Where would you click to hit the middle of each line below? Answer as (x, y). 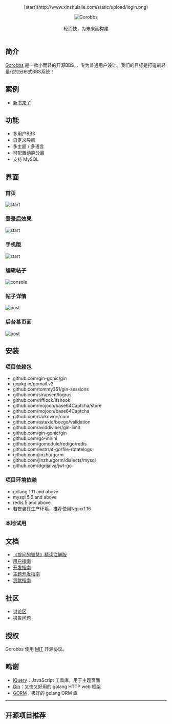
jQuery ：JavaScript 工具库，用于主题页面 (56, 680)
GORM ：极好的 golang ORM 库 (45, 693)
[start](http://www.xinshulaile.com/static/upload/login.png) (86, 7)
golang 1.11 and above (36, 491)
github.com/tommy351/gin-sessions (51, 389)
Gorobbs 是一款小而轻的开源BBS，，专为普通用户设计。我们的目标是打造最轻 (86, 65)
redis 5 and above (32, 503)
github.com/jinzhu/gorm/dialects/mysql (54, 460)
